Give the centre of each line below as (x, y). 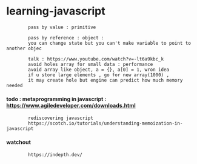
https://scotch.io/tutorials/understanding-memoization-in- (105, 123)
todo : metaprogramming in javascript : (56, 99)
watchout (19, 142)
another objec (24, 48)
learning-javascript (56, 11)
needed (15, 85)
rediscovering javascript (61, 118)
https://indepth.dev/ (55, 155)
